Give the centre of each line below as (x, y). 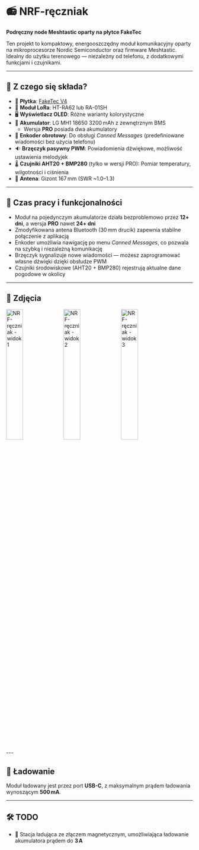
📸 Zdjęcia (24, 298)
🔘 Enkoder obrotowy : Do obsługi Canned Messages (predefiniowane (99, 135)
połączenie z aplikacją (42, 236)
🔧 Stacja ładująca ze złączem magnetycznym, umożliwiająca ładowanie (102, 834)
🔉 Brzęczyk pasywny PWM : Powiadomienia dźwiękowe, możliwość (98, 148)
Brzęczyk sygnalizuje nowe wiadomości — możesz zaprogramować (97, 255)
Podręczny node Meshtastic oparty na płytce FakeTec (74, 32)
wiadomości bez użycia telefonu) (55, 142)
